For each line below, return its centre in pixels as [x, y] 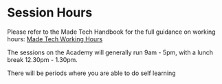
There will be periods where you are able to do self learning [92, 73]
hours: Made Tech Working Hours [55, 39]
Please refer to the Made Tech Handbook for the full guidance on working [111, 32]
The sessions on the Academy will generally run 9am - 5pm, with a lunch [110, 52]
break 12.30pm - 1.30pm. [42, 59]
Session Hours [50, 13]
